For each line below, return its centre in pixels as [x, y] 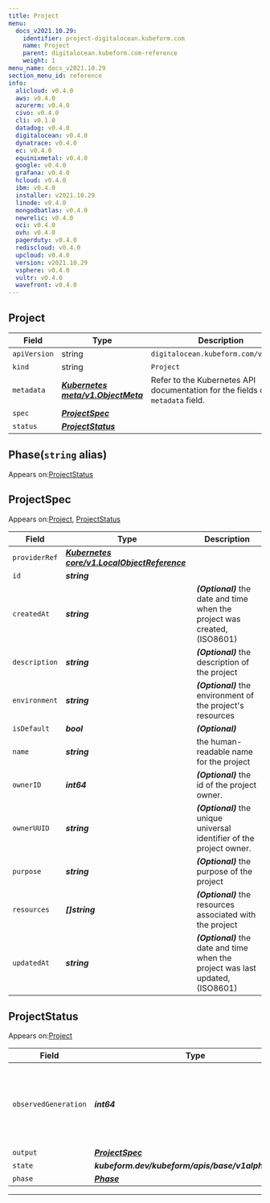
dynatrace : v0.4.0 [47, 143]
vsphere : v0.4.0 [43, 270]
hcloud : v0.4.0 [41, 181]
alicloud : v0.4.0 [45, 91]
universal [214, 828]
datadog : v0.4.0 [43, 128]
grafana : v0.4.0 [43, 173]
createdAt [31, 614]
